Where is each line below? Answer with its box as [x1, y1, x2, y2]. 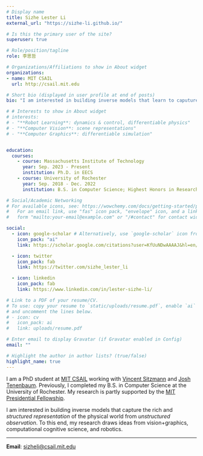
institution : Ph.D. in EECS [22, 170, 94, 176]
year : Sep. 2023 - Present [22, 164, 91, 170]
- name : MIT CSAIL [6, 75, 53, 82]
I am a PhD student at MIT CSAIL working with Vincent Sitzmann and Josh [6, 375, 191, 382]
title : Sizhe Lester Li [6, 15, 66, 21]
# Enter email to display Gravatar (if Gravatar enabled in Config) [6, 336, 182, 342]
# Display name [6, 8, 45, 15]
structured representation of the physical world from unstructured [6, 412, 170, 420]
